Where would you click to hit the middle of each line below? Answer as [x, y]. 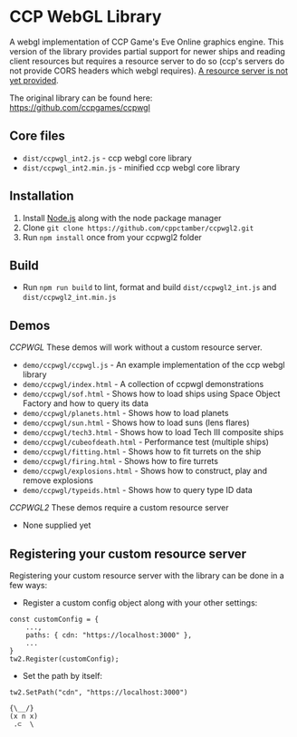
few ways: [29, 585]
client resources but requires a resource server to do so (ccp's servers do [147, 61]
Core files [38, 136]
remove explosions [57, 480]
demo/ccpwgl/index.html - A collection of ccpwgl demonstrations [143, 384]
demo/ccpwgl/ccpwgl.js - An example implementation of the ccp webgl [153, 365]
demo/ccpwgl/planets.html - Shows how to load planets [125, 413]
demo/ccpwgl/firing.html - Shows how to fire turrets [120, 461]
